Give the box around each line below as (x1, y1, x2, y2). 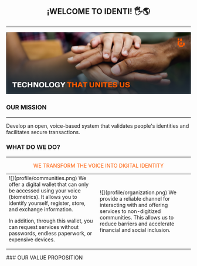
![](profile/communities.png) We (8, 174, 87, 181)
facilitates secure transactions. (6, 128, 80, 135)
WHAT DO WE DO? (6, 143, 60, 151)
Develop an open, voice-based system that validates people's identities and (6, 122, 189, 129)
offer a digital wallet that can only (8, 181, 89, 188)
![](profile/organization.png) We (99, 189, 177, 196)
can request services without (8, 223, 79, 230)
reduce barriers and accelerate (99, 220, 175, 227)
